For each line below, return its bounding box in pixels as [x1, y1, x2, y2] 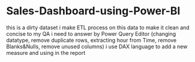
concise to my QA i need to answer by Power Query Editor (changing [6, 30, 176, 37]
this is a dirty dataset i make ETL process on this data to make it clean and [6, 24, 190, 31]
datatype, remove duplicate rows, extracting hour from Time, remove [6, 36, 177, 44]
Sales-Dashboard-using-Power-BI [6, 4, 181, 18]
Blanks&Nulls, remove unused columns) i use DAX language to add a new [6, 43, 188, 50]
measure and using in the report [6, 49, 86, 56]
